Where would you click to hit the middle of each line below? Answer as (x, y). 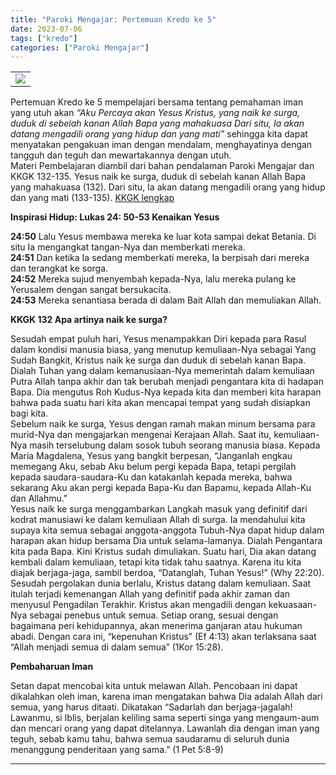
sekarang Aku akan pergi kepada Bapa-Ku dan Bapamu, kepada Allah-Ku (161, 488)
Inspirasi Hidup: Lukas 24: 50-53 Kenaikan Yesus (115, 217)
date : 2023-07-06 (46, 29)
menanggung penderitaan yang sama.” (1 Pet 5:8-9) (117, 750)
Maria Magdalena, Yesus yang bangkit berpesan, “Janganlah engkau (151, 456)
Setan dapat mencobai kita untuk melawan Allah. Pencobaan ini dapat (154, 686)
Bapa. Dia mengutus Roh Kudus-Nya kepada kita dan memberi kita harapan (166, 392)
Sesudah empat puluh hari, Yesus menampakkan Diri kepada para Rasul (158, 339)
